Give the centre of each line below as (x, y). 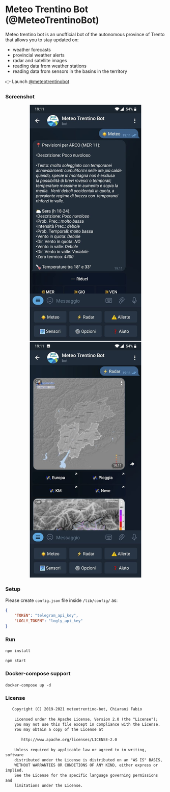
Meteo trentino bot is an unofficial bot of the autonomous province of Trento (85, 34)
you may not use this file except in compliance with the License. (87, 724)
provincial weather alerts (38, 55)
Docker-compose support (38, 674)
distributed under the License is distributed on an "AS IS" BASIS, (89, 760)
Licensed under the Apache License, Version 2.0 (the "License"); (86, 719)
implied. (15, 770)
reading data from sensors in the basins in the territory (70, 71)
